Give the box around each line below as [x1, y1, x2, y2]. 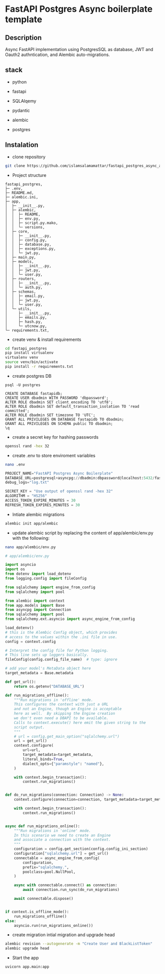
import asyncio [5, 562, 36, 567]
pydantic [12, 107, 30, 113]
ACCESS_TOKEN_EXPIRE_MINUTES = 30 [5, 498, 76, 503]
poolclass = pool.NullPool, [23, 869, 76, 874]
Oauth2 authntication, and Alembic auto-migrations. [5, 52, 110, 57]
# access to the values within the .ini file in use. [5, 635, 118, 640]
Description [5, 33, 42, 42]
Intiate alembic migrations [12, 511, 65, 517]
